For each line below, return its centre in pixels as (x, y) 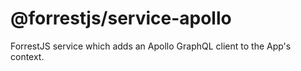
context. (27, 56)
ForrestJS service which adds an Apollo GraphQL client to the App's (151, 46)
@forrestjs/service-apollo (121, 18)
